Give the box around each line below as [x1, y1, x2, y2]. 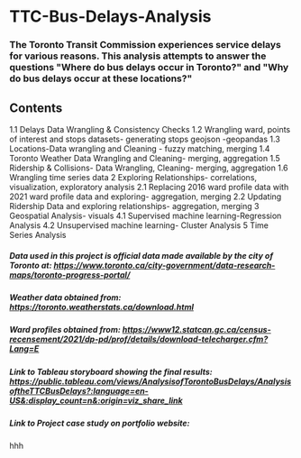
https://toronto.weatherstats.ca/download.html [9, 301, 194, 312]
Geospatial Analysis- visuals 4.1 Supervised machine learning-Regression [9, 210, 282, 221]
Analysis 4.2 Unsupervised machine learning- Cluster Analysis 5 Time [9, 219, 269, 231]
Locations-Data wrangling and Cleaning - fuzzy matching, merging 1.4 [9, 142, 270, 154]
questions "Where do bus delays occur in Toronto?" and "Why [9, 61, 289, 74]
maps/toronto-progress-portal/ [9, 269, 131, 280]
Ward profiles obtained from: [9, 325, 122, 335]
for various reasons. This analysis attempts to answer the [9, 50, 267, 62]
